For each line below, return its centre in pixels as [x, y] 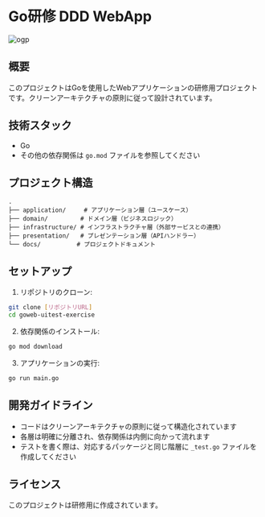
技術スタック [40, 126]
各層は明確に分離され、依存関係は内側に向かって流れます [115, 436]
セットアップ [40, 271]
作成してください [48, 457]
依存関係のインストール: [60, 331]
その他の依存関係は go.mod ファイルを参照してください [110, 155]
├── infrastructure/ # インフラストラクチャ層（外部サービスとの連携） [116, 227]
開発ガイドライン [51, 405]
